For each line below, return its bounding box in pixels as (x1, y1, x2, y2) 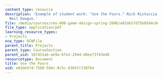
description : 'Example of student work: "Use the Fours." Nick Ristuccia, (5, 12, 160, 16)
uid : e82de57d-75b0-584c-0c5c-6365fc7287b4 (5, 66, 95, 71)
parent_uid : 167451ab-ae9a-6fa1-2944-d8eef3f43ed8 (5, 52, 110, 57)
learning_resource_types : (5, 30, 57, 34)
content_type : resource (5, 7, 53, 12)
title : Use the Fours (5, 61, 49, 66)
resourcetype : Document (5, 57, 53, 62)
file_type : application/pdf (5, 25, 62, 30)
